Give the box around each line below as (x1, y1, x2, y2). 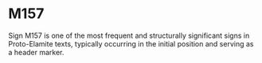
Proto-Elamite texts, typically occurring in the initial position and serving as (8, 39, 254, 48)
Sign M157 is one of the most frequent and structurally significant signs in (8, 31, 250, 40)
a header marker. (8, 47, 65, 57)
